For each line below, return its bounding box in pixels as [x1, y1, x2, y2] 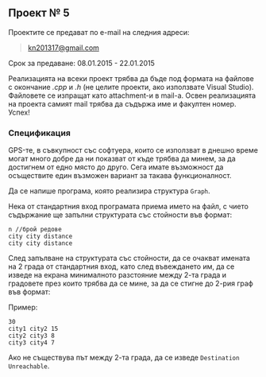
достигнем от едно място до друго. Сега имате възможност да [8, 162, 224, 172]
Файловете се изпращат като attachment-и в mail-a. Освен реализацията [8, 91, 256, 100]
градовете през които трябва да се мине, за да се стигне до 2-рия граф [8, 278, 254, 289]
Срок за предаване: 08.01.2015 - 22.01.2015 [8, 58, 155, 68]
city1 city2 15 [8, 325, 59, 333]
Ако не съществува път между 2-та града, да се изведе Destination [8, 353, 240, 363]
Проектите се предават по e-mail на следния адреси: [8, 27, 190, 37]
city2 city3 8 [8, 332, 56, 340]
